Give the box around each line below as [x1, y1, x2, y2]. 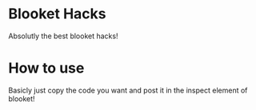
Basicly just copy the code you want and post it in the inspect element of [8, 85, 248, 95]
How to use [8, 59, 85, 77]
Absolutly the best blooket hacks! [8, 31, 118, 41]
